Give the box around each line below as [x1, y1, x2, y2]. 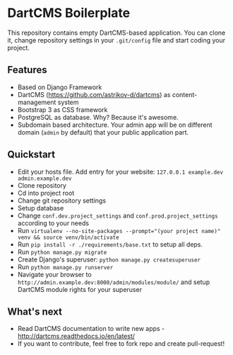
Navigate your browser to [17, 270, 92, 278]
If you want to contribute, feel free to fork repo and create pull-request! [17, 339, 225, 348]
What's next [7, 305, 62, 317]
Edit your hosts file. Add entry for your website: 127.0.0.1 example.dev [17, 167, 224, 176]
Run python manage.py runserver [17, 262, 114, 271]
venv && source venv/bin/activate [17, 234, 119, 241]
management [17, 98, 56, 106]
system [57, 98, 79, 106]
